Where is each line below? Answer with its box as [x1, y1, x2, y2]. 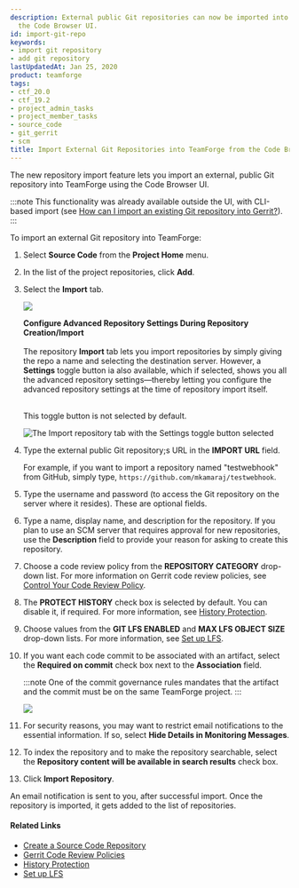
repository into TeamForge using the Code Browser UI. [10, 178, 209, 189]
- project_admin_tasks [10, 104, 94, 113]
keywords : [10, 37, 47, 47]
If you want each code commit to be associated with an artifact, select [22, 650, 280, 661]
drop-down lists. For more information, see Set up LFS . [22, 632, 224, 644]
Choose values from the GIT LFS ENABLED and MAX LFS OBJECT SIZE [22, 623, 286, 634]
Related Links [10, 821, 61, 831]
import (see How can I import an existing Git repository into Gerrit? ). [35, 205, 283, 216]
